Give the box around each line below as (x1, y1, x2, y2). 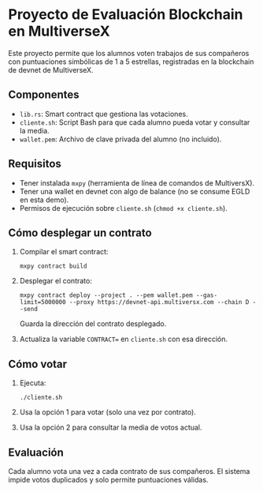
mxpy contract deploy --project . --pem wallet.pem (19, 291, 193, 299)
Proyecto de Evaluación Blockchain (8, 6, 243, 24)
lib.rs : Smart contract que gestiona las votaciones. (19, 109, 188, 118)
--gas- (195, 291, 218, 299)
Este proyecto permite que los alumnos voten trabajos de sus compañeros (8, 48, 250, 58)
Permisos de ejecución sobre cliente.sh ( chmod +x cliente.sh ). (19, 203, 228, 212)
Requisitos (8, 157, 61, 171)
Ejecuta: (19, 378, 46, 388)
